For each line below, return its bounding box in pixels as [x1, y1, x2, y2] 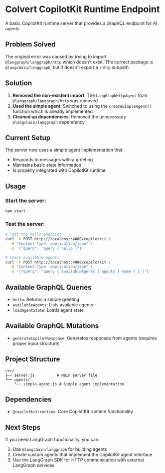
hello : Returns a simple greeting [12, 296, 80, 303]
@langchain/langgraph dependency [12, 119, 85, 125]
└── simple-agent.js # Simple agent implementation [14, 381, 124, 386]
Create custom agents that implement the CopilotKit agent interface [12, 452, 152, 458]
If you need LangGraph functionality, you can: [5, 437, 100, 443]
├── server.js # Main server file [5, 373, 98, 378]
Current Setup [5, 133, 51, 142]
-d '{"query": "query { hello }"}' [10, 246, 84, 251]
